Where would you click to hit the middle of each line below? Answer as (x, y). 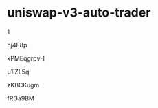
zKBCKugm (23, 85)
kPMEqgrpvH (26, 58)
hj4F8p (17, 45)
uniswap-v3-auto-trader (79, 13)
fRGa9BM (21, 98)
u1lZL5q (18, 72)
